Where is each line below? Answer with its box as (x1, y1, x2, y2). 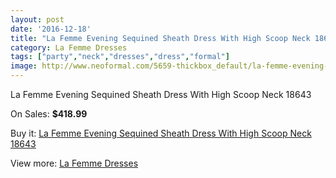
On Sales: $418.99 (10, 108, 88, 120)
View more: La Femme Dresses (10, 157, 139, 169)
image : (10, 61, 38, 71)
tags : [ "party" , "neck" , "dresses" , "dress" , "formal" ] (10, 52, 230, 62)
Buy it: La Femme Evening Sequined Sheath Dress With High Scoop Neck (10, 127, 312, 139)
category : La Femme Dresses (10, 42, 128, 53)
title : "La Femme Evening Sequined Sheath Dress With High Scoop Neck (10, 33, 311, 43)
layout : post (10, 14, 65, 25)
